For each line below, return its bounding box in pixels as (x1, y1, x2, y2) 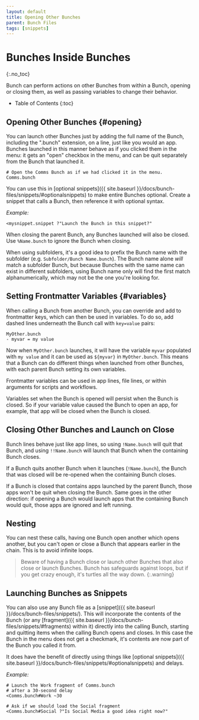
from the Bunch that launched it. (6, 158, 85, 165)
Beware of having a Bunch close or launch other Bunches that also (20, 559, 184, 566)
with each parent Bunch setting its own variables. (6, 366, 127, 373)
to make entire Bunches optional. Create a (88, 191, 191, 198)
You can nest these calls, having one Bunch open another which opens (6, 534, 179, 541)
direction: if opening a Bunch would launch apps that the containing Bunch (6, 495, 188, 502)
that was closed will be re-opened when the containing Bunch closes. (6, 471, 176, 478)
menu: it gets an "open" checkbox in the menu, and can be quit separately (6, 152, 188, 158)
